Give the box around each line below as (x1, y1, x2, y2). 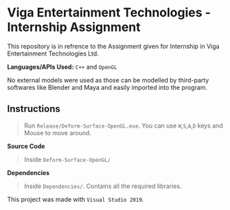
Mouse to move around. (23, 128, 91, 137)
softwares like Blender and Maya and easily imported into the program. (7, 83, 208, 91)
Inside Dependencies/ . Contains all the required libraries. (23, 182, 182, 190)
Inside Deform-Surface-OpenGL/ (23, 155, 111, 163)
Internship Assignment (7, 19, 141, 35)
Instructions (7, 103, 60, 115)
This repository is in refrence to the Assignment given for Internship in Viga (7, 42, 220, 50)
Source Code (7, 142, 45, 150)
